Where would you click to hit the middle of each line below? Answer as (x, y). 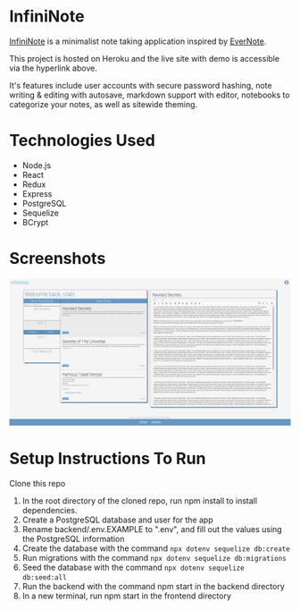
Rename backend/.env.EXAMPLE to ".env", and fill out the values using (152, 530)
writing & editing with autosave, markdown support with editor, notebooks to (150, 95)
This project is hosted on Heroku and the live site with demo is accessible (144, 58)
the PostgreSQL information (73, 539)
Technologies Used (83, 141)
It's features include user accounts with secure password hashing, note (141, 85)
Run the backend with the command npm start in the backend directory (154, 587)
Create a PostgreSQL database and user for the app (118, 520)
